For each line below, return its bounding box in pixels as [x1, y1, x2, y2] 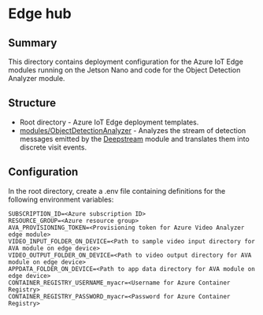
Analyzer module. [8, 74, 65, 83]
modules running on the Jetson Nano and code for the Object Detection [8, 65, 241, 75]
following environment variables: [8, 195, 114, 204]
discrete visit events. [19, 143, 87, 152]
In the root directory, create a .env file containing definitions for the [8, 186, 226, 195]
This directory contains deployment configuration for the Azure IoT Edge [8, 57, 244, 66]
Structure [8, 96, 57, 110]
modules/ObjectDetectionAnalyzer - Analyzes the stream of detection [19, 125, 246, 135]
